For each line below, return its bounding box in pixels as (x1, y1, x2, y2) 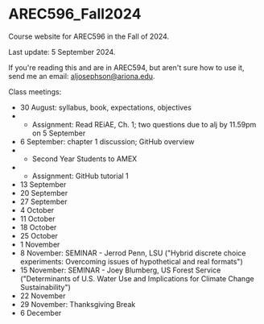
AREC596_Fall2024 (8, 5, 142, 23)
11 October (19, 214, 56, 223)
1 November (19, 239, 60, 249)
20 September (19, 188, 68, 197)
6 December (19, 308, 62, 318)
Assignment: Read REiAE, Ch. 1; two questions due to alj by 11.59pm (31, 119, 257, 129)
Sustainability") (19, 282, 71, 292)
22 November (19, 291, 66, 301)
